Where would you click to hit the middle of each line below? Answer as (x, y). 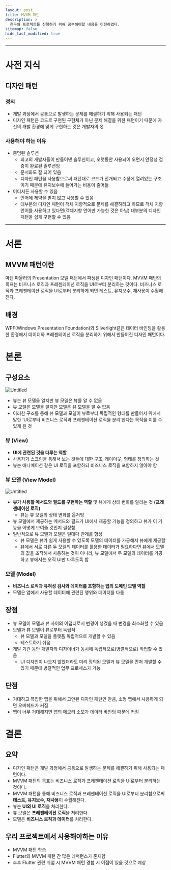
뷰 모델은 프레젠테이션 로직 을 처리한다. (51, 812)
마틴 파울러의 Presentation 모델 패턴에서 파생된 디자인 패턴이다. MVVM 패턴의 (83, 278)
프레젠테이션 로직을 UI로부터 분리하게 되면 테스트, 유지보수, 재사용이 (82, 291)
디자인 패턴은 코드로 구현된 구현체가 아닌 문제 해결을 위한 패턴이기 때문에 (84, 120)
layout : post (19, 10)
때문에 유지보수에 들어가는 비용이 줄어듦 (69, 185)
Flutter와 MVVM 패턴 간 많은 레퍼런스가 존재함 (59, 856)
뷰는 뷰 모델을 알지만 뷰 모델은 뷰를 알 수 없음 (57, 400)
